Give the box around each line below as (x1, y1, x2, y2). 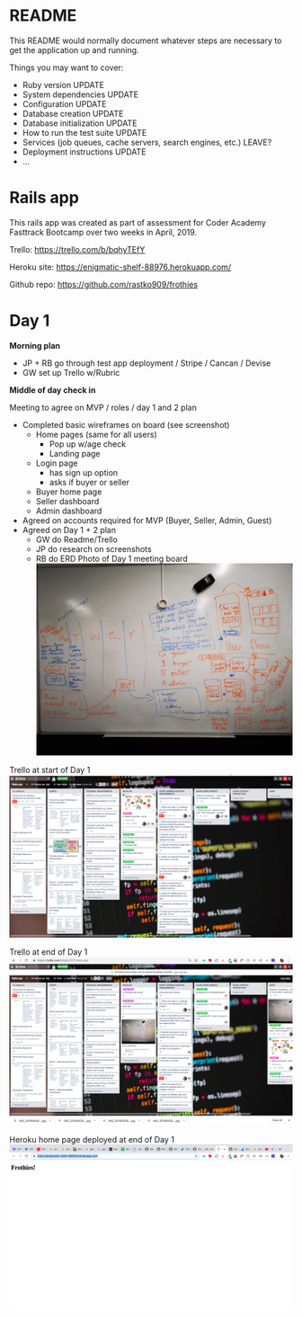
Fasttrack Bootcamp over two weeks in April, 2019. (9, 227, 198, 237)
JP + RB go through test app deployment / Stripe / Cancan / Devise (22, 357, 271, 369)
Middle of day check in (9, 384, 96, 396)
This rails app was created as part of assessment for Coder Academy (9, 217, 267, 227)
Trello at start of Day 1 (9, 765, 91, 776)
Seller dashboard (35, 495, 100, 506)
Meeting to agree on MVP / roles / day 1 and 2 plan (9, 402, 198, 413)
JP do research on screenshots (35, 543, 152, 554)
